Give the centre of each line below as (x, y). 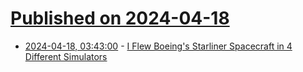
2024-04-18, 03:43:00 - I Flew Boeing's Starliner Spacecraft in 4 (158, 46)
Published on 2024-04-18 (120, 18)
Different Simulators (66, 56)
